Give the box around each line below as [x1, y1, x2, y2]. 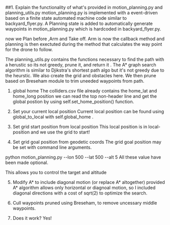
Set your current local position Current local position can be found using [12, 109, 164, 114]
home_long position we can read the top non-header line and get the [12, 93, 157, 99]
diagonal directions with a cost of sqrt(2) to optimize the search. [12, 190, 148, 196]
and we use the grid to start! [31, 129, 90, 135]
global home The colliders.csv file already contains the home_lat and [12, 88, 157, 93]
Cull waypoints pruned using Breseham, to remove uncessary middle [12, 200, 157, 206]
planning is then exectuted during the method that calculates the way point [5, 41, 162, 47]
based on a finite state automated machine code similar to [5, 15, 127, 21]
